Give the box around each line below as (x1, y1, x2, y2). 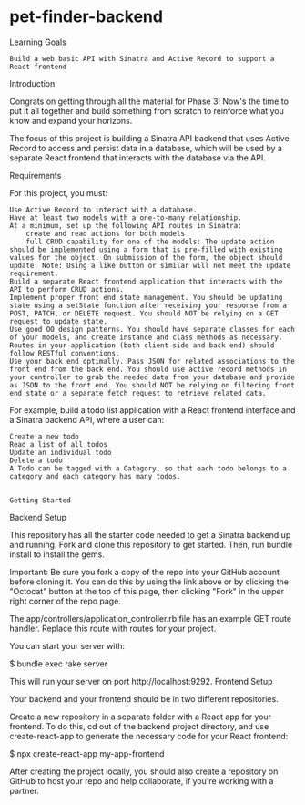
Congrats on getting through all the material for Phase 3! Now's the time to (9, 96, 290, 107)
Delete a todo (9, 456, 64, 465)
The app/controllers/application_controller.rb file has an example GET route (9, 613, 292, 624)
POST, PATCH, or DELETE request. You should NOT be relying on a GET (9, 308, 280, 318)
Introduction (9, 77, 56, 88)
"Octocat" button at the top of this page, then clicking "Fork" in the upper (9, 585, 285, 596)
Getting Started (9, 495, 71, 505)
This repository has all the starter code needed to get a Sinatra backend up (9, 529, 291, 540)
